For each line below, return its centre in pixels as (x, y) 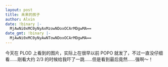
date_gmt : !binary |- (28, 33)
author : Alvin (20, 19)
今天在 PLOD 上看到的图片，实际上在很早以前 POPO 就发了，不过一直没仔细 (84, 53)
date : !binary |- (24, 24)
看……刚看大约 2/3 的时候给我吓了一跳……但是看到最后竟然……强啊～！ (79, 59)
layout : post (19, 10)
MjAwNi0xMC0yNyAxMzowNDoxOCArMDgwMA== (51, 29)
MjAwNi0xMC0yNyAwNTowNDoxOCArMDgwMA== (51, 38)
